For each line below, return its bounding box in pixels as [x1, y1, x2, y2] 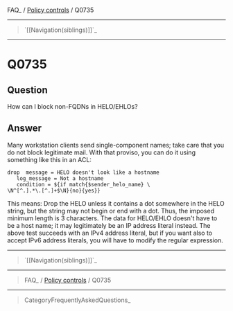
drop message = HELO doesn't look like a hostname [7, 169, 159, 176]
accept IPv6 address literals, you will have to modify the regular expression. [7, 236, 223, 245]
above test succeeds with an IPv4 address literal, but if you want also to [7, 229, 213, 237]
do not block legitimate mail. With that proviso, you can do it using [7, 148, 196, 157]
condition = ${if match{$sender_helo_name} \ [16, 181, 150, 188]
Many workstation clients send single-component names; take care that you [7, 141, 225, 149]
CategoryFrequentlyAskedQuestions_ [24, 296, 131, 304]
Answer [7, 123, 42, 134]
